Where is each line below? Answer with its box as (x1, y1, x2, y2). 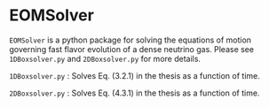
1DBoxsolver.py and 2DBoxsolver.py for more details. (9, 53, 202, 64)
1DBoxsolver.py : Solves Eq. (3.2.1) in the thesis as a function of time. (9, 70, 260, 80)
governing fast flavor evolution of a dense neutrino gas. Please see (9, 43, 255, 54)
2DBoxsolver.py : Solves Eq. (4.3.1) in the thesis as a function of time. (9, 88, 260, 98)
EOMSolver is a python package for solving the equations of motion (9, 34, 251, 45)
